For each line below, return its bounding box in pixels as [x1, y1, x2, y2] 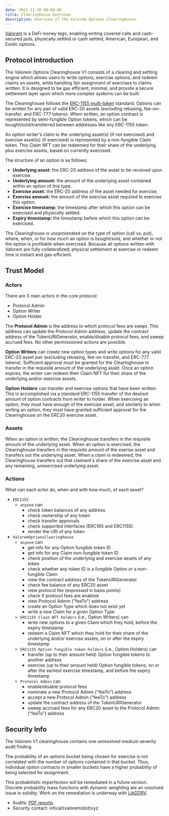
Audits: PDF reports [12, 800, 54, 806]
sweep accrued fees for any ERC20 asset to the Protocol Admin [27, 705, 160, 711]
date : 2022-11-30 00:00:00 [5, 7, 62, 13]
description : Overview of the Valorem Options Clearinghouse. [5, 17, 138, 22]
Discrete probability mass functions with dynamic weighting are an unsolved [5, 785, 163, 791]
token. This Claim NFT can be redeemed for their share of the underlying [5, 142, 156, 149]
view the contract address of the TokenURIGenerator [27, 577, 137, 583]
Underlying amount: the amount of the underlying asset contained [12, 178, 151, 184]
